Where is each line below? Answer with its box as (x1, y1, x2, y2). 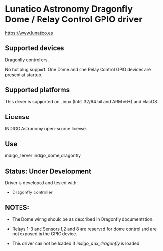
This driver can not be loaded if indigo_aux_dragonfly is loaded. (12, 240, 141, 246)
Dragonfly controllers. (5, 57, 49, 63)
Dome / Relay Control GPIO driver (5, 14, 143, 25)
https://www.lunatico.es (5, 30, 53, 36)
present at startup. (5, 72, 42, 77)
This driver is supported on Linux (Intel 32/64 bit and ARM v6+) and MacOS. (5, 98, 159, 104)
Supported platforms (5, 86, 70, 94)
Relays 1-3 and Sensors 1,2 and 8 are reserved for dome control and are (12, 226, 157, 232)
